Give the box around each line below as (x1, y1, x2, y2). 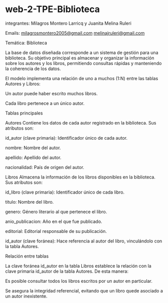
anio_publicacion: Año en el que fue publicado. (5, 218, 102, 224)
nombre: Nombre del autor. (5, 145, 61, 151)
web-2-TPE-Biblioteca (5, 4, 100, 15)
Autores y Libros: (5, 81, 41, 87)
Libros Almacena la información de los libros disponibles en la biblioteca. (5, 174, 155, 180)
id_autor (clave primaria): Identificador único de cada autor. (5, 135, 128, 141)
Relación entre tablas (5, 253, 49, 259)
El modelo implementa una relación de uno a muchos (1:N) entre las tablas (5, 75, 158, 81)
